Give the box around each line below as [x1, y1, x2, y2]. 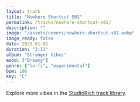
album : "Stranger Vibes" [6, 52, 67, 58]
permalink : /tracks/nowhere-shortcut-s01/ [6, 19, 111, 25]
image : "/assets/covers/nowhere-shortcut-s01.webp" [6, 30, 135, 36]
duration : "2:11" [6, 47, 49, 52]
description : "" [6, 24, 46, 31]
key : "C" [6, 73, 28, 79]
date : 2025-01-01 [6, 41, 49, 47]
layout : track [6, 8, 41, 15]
